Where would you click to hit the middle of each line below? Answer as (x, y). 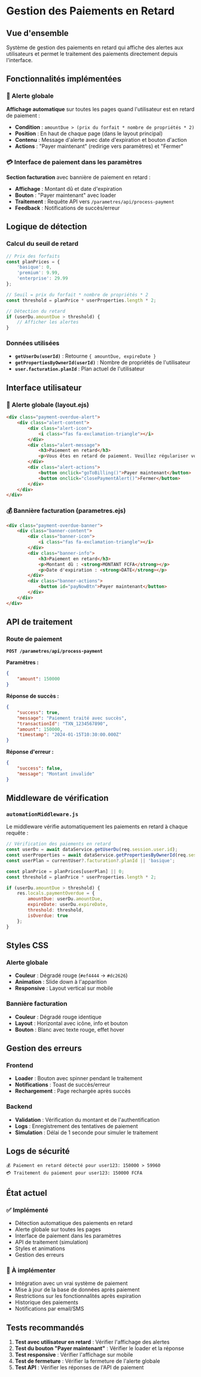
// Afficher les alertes (48, 322)
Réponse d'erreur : (30, 752)
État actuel (27, 1193)
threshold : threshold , (56, 910)
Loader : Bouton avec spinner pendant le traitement (78, 1078)
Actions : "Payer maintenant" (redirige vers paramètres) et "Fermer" (99, 146)
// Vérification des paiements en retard (59, 844)
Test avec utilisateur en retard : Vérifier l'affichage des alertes (92, 1342)
